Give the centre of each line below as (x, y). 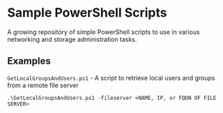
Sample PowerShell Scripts (87, 13)
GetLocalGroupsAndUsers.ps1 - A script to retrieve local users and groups (111, 78)
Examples (29, 61)
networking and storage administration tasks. (72, 39)
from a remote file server (43, 85)
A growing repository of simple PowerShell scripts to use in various (103, 32)
